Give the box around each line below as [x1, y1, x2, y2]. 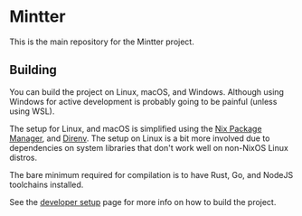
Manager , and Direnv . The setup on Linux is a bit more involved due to [9, 133, 270, 144]
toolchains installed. [9, 179, 84, 190]
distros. [9, 152, 38, 163]
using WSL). [9, 106, 55, 117]
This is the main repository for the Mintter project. [9, 36, 194, 47]
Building [9, 62, 57, 78]
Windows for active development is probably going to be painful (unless [9, 96, 278, 107]
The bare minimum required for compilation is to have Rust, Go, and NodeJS [9, 169, 294, 180]
